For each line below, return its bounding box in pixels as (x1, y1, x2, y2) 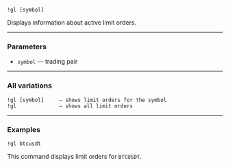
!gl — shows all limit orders (7, 103, 133, 110)
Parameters (7, 42, 47, 51)
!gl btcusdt (7, 140, 41, 147)
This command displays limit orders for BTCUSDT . (7, 152, 142, 160)
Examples (7, 125, 41, 134)
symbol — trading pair (16, 57, 78, 66)
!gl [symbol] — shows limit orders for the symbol (7, 97, 167, 103)
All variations (7, 81, 53, 90)
